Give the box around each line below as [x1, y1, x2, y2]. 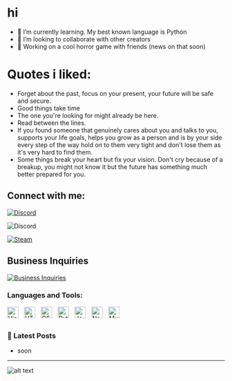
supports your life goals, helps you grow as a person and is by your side [17, 133, 222, 141]
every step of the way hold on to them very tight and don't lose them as [17, 140, 221, 149]
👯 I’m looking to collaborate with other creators [17, 35, 151, 43]
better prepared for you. [17, 170, 86, 178]
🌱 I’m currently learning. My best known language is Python [17, 28, 187, 36]
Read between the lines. [17, 119, 86, 127]
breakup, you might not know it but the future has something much [17, 162, 208, 170]
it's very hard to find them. [17, 148, 93, 156]
